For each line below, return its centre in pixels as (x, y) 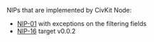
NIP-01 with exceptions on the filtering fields (82, 23)
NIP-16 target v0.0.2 (46, 31)
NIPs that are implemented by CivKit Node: (69, 10)
